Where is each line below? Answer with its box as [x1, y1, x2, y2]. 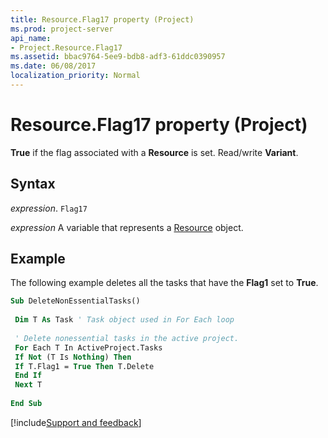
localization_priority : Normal [10, 71, 141, 81]
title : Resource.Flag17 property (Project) [10, 14, 195, 25]
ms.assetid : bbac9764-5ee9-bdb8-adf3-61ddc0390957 [10, 52, 226, 62]
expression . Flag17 [10, 202, 88, 214]
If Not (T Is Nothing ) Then [14, 352, 132, 362]
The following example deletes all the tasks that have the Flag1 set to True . [10, 277, 319, 289]
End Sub [10, 399, 43, 409]
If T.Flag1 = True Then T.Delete [14, 361, 155, 371]
